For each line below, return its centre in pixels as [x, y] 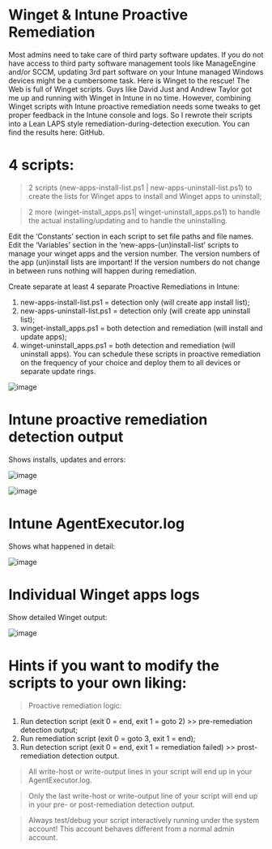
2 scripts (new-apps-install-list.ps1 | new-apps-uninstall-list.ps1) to [140, 187]
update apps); [43, 336]
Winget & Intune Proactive [98, 15]
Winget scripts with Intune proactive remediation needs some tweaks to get [134, 106]
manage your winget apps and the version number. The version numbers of [134, 253]
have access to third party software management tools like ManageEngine [132, 63]
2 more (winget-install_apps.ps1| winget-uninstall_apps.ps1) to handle [144, 212]
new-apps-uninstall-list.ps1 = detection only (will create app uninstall [135, 311]
